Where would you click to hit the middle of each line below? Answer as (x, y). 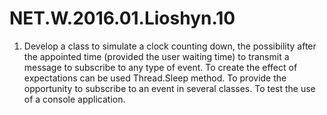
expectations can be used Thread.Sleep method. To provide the (155, 78)
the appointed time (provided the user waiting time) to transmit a (156, 56)
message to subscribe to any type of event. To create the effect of (160, 67)
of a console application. (74, 99)
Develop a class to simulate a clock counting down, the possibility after (170, 46)
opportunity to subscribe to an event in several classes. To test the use (169, 88)
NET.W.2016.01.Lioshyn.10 (122, 18)
